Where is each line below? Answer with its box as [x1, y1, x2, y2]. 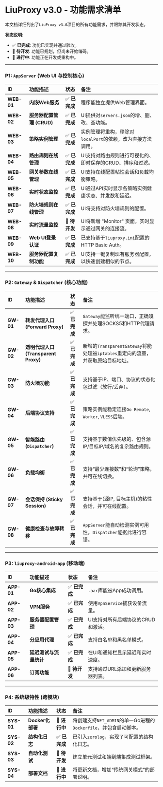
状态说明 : [5, 32, 24, 37]
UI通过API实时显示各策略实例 [81, 185, 147, 192]
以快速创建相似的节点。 [81, 258, 135, 265]
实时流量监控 [29, 222, 59, 228]
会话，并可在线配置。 [82, 503, 132, 509]
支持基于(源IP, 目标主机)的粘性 [82, 495, 152, 502]
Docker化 [28, 717, 50, 724]
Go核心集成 [29, 587, 56, 594]
